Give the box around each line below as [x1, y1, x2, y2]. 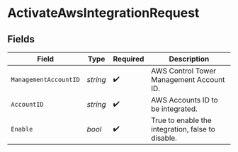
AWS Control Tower [151, 66, 216, 76]
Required [113, 54, 144, 64]
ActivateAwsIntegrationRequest [7, 5, 200, 21]
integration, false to [151, 124, 216, 134]
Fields [7, 33, 35, 45]
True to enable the [151, 115, 212, 125]
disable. [151, 133, 177, 143]
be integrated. [151, 104, 198, 114]
